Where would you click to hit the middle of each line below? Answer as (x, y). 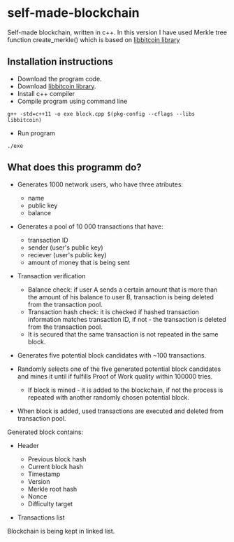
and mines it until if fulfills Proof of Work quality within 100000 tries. (115, 376)
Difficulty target (50, 503)
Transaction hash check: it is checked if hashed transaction (113, 312)
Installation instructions (60, 62)
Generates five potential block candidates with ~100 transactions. (112, 355)
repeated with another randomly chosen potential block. (109, 397)
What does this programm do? (74, 167)
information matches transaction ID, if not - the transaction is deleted (127, 319)
